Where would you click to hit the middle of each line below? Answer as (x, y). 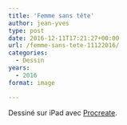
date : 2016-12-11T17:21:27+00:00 (64, 38)
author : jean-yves (39, 23)
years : (19, 68)
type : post (26, 30)
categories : (28, 53)
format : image (32, 83)
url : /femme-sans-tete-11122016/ (64, 46)
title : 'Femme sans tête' (51, 16)
